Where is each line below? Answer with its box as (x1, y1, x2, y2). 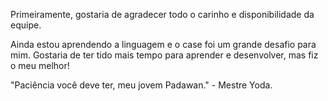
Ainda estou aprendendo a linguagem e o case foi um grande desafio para (10, 39, 317, 50)
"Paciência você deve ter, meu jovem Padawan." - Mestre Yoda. (10, 79, 273, 91)
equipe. (10, 19, 42, 31)
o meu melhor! (10, 60, 70, 71)
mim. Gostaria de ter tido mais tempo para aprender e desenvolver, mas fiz (10, 49, 319, 61)
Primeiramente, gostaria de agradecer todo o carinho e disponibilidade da (10, 9, 315, 20)
